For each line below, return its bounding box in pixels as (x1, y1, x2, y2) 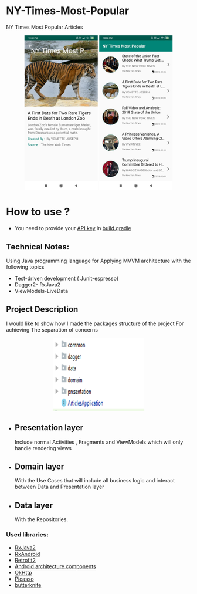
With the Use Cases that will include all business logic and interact (14, 477, 175, 484)
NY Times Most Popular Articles (6, 23, 83, 31)
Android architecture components (14, 562, 96, 570)
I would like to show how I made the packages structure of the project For (6, 320, 184, 327)
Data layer (14, 500, 53, 510)
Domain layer (14, 461, 64, 471)
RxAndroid (14, 550, 40, 557)
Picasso (14, 575, 34, 582)
